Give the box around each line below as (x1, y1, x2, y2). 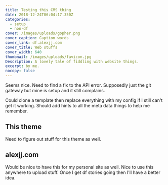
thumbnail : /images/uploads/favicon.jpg (5, 54, 92, 59)
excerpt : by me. (5, 64, 39, 69)
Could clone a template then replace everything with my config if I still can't (5, 97, 163, 103)
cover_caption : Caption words (5, 36, 69, 41)
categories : (5, 17, 30, 22)
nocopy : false (5, 69, 35, 74)
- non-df (10, 26, 28, 31)
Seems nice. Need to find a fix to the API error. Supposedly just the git (5, 82, 151, 88)
